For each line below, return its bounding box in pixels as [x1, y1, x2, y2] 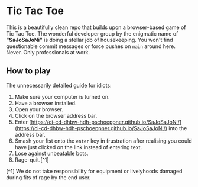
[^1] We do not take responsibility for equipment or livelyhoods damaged [6, 167, 183, 175]
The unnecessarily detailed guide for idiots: [6, 82, 112, 89]
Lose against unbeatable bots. [14, 150, 89, 157]
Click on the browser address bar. [14, 112, 98, 119]
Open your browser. [14, 105, 64, 113]
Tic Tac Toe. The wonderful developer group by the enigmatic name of [6, 30, 178, 37]
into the [168, 124, 187, 131]
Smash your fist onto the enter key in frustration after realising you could [14, 137, 192, 144]
